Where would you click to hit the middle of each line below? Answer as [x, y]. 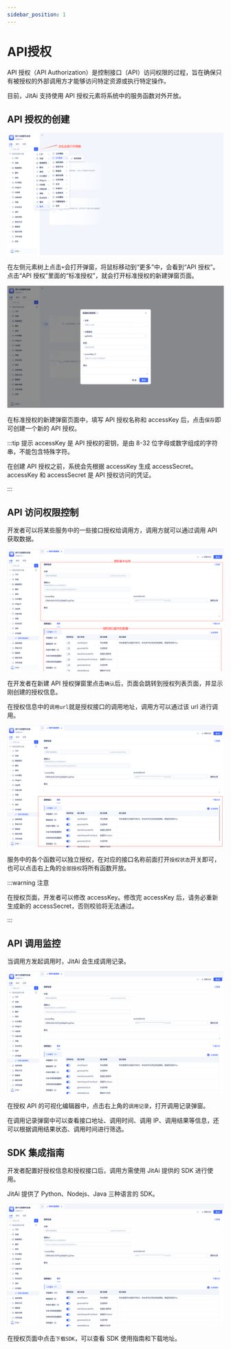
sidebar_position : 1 [37, 14]
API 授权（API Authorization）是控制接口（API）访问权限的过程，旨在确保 [112, 72]
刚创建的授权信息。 [34, 692]
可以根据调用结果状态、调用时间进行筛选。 [67, 1129]
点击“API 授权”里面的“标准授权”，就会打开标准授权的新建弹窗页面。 [102, 275]
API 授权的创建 [38, 119]
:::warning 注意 [28, 883]
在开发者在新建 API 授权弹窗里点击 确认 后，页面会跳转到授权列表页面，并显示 [115, 683]
